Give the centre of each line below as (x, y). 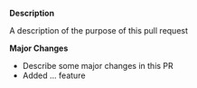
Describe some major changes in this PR (98, 66)
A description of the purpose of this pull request (98, 30)
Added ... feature (54, 75)
